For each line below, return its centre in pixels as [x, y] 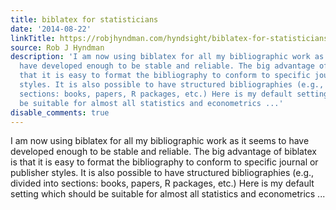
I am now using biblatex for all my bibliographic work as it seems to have [160, 141]
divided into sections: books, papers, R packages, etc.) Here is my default [162, 183]
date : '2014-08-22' [51, 29]
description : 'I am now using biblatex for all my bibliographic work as [167, 57]
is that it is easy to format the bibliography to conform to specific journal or [164, 162]
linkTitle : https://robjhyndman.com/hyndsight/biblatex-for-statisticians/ [171, 38]
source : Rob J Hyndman [57, 47]
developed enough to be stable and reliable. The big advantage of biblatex [163, 152]
